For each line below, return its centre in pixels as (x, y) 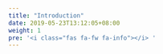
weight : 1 (25, 30)
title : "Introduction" (46, 15)
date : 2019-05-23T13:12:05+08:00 (64, 23)
